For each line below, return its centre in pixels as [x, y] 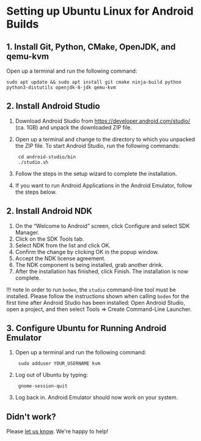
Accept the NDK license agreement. [60, 258]
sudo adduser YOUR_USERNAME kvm [59, 364]
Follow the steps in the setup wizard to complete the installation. [96, 173]
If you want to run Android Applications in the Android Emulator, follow [104, 185]
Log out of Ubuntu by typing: [52, 375]
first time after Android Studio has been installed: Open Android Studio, [96, 302]
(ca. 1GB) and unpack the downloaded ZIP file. [74, 127]
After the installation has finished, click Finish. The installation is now [101, 271]
